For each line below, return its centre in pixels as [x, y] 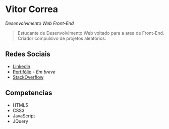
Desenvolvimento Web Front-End [40, 23]
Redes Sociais [28, 54]
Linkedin [21, 66]
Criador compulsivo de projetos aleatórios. [62, 38]
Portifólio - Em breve [34, 72]
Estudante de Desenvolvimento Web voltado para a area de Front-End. [91, 33]
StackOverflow [28, 77]
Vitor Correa [32, 9]
